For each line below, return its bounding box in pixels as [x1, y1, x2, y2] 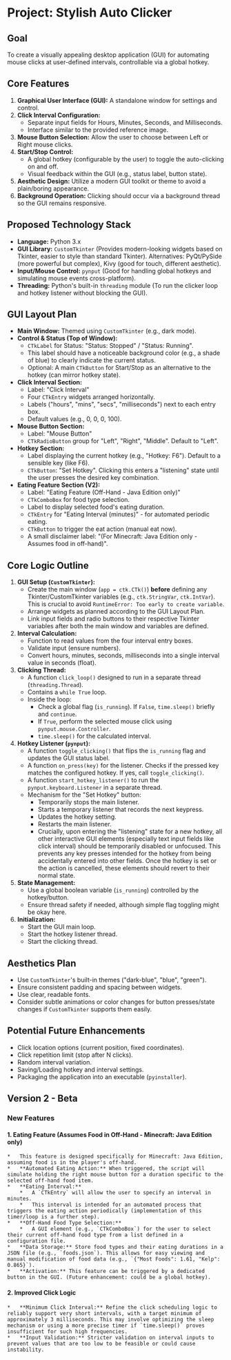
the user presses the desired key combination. [27, 474, 160, 482]
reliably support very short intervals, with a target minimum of [7, 1310, 202, 1317]
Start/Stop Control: [17, 147, 74, 156]
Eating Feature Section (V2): [17, 481, 101, 489]
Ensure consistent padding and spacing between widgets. [17, 983, 183, 991]
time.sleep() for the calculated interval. [37, 732, 152, 740]
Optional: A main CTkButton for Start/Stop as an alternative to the [27, 364, 212, 372]
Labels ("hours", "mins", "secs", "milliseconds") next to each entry [27, 400, 216, 409]
